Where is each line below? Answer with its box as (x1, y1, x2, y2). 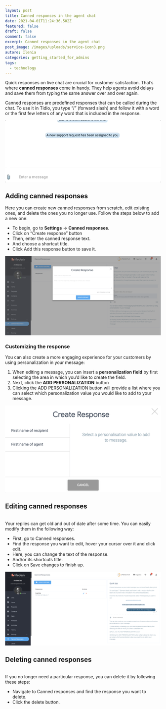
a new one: (5, 216, 28, 222)
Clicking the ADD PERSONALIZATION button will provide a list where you (12, 385, 161, 391)
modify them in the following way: (5, 526, 74, 532)
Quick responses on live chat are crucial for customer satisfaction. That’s (5, 80, 154, 86)
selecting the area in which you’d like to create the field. (12, 374, 126, 380)
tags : (5, 60, 16, 65)
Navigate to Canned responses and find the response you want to (12, 689, 147, 695)
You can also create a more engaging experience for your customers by (5, 354, 152, 360)
